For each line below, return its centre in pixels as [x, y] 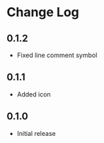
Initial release [36, 133]
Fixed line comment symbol [57, 55]
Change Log [43, 12]
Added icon [34, 94]
